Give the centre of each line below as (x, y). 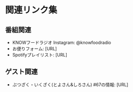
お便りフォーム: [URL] (34, 49)
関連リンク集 (31, 10)
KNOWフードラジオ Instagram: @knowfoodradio (62, 43)
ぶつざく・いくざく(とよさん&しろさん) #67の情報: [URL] (70, 85)
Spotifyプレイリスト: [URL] (40, 55)
